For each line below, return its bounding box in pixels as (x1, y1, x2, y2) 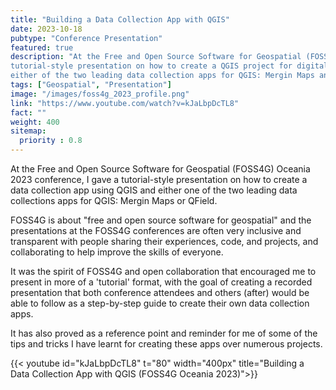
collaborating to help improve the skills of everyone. (10, 246, 224, 258)
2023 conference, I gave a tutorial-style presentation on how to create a (10, 174, 308, 185)
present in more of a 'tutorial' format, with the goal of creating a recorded (10, 276, 313, 288)
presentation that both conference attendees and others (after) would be (10, 287, 310, 298)
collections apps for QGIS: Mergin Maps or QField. (10, 195, 218, 206)
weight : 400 (10, 117, 60, 127)
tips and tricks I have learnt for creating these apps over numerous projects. (10, 338, 323, 350)
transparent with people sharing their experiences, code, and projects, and (10, 236, 319, 247)
